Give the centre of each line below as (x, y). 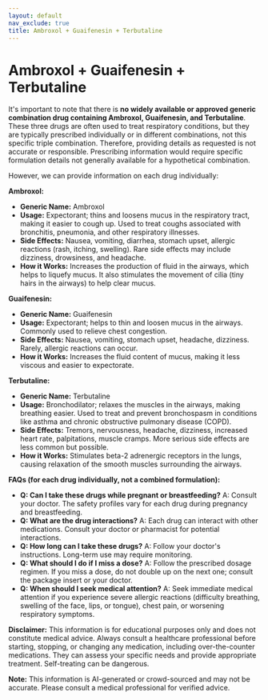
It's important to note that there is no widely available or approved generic (132, 110)
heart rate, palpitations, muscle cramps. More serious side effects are (134, 439)
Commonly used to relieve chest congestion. (94, 331)
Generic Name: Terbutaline (65, 396)
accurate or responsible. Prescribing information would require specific (126, 152)
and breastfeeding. (51, 512)
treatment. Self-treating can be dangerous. (79, 664)
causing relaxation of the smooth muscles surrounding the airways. (131, 464)
